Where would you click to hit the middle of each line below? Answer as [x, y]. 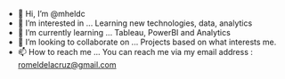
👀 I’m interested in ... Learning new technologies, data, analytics [135, 23]
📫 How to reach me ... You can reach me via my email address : [135, 52]
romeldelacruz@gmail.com [67, 65]
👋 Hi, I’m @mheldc [52, 14]
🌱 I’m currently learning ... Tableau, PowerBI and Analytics [124, 32]
